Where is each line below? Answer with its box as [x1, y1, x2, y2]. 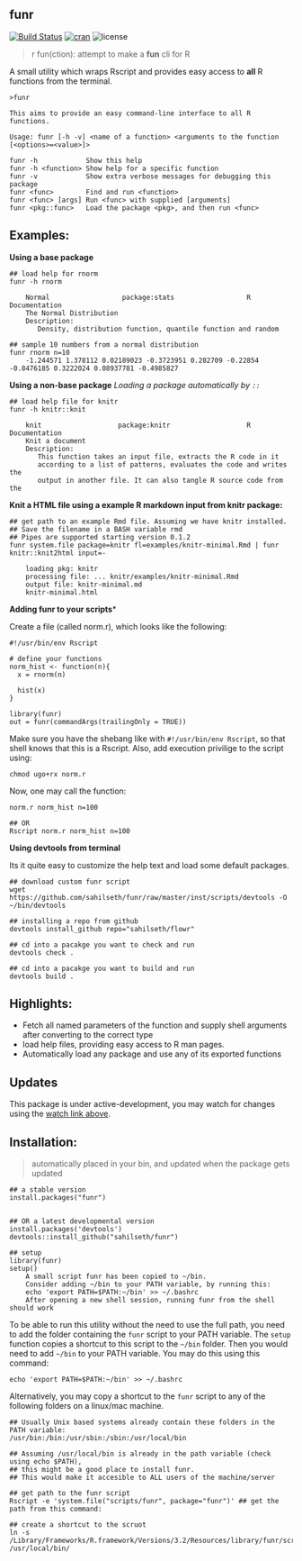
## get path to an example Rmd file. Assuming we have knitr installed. [9, 517, 288, 526]
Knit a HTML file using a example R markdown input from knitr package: [9, 499, 283, 510]
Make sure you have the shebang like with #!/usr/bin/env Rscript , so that [9, 733, 286, 744]
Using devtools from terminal [9, 842, 121, 853]
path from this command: [9, 1504, 102, 1514]
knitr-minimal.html [25, 587, 99, 597]
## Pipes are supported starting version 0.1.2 [9, 532, 191, 541]
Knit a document [25, 436, 87, 445]
